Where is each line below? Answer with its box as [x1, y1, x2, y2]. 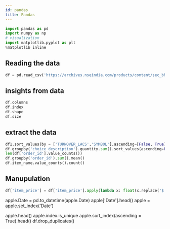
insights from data [5, 86, 64, 95]
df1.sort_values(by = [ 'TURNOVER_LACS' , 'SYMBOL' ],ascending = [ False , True [5, 142, 164, 147]
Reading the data [5, 59, 60, 68]
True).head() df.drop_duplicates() [5, 218, 75, 224]
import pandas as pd [5, 26, 49, 31]
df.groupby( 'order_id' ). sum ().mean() [5, 156, 85, 161]
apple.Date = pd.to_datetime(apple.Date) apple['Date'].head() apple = [5, 197, 150, 203]
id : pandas [5, 7, 28, 13]
